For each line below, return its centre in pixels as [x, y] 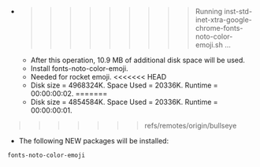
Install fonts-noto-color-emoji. [79, 69]
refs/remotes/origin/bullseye [191, 126]
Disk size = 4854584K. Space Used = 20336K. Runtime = [124, 102]
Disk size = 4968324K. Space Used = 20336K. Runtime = [124, 85]
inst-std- [238, 11]
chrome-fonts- [219, 28]
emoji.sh [209, 45]
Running [209, 11]
